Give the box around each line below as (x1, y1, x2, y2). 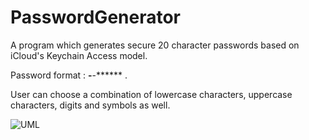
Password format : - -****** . (10, 69, 128, 81)
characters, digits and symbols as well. (10, 99, 171, 111)
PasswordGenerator (10, 6, 182, 29)
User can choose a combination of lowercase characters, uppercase (10, 88, 293, 100)
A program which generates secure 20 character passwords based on (10, 39, 300, 51)
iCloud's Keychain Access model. (10, 49, 148, 61)
